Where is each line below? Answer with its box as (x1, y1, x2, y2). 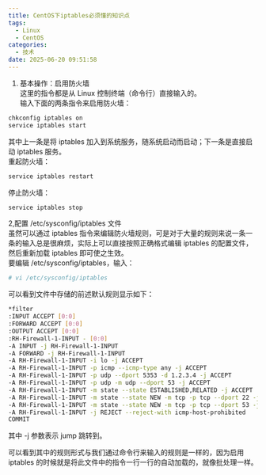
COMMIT (8, 416, 30, 424)
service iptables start (8, 121, 87, 129)
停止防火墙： (8, 188, 50, 197)
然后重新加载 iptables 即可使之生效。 (8, 249, 128, 258)
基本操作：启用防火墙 (19, 78, 89, 88)
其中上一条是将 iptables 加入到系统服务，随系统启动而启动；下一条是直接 (8, 136, 246, 146)
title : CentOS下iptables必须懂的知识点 (8, 11, 131, 20)
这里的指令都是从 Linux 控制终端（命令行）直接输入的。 (19, 88, 202, 97)
